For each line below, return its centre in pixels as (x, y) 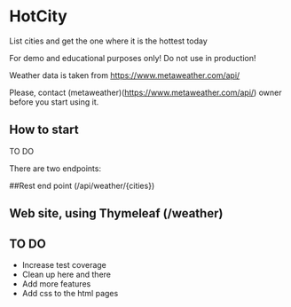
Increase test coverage (64, 264)
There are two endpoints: (55, 168)
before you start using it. (54, 102)
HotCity (39, 16)
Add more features (56, 283)
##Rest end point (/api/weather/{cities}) (82, 185)
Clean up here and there (67, 274)
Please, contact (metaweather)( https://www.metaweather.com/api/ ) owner (145, 92)
